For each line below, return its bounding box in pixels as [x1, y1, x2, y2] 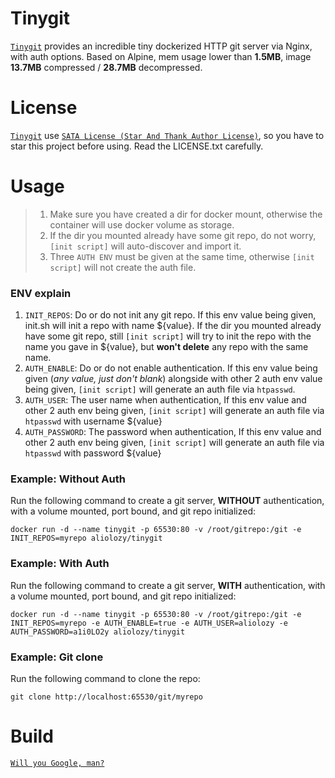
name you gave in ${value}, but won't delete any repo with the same [24, 341, 309, 353]
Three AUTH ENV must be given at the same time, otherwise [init [49, 250, 315, 262]
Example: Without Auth [10, 472, 126, 486]
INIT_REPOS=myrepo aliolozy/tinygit [10, 533, 163, 544]
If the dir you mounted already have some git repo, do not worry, [49, 229, 317, 241]
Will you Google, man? [10, 758, 105, 768]
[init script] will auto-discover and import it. [49, 240, 242, 252]
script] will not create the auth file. [49, 261, 197, 273]
